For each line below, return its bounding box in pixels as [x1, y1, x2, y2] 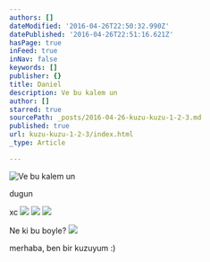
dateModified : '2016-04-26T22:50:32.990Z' [9, 22, 170, 31]
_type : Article [9, 138, 66, 147]
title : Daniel [9, 80, 63, 89]
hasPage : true [9, 38, 63, 48]
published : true [9, 122, 70, 131]
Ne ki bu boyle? [9, 225, 67, 236]
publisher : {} [9, 72, 63, 81]
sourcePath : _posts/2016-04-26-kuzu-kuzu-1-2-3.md [9, 113, 202, 122]
